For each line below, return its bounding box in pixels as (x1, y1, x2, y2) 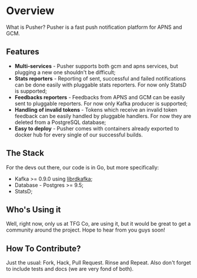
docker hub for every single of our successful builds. (14, 131, 143, 138)
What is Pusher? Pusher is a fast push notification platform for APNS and (6, 24, 182, 31)
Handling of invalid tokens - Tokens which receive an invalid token (14, 106, 178, 113)
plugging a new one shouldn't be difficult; (14, 69, 116, 76)
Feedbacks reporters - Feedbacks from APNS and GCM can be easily (14, 93, 185, 101)
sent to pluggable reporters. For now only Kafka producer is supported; (14, 100, 188, 107)
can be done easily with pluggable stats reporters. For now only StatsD (14, 81, 187, 88)
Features (6, 47, 39, 57)
